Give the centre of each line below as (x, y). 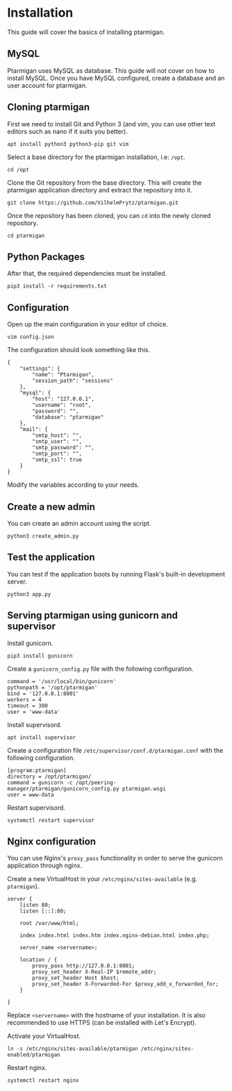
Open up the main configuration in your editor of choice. (88, 324)
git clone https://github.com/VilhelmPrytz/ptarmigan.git (93, 203)
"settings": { (40, 369)
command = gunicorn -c (40, 783)
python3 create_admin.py (43, 536)
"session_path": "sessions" (73, 381)
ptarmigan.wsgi (144, 789)
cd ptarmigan (26, 235)
